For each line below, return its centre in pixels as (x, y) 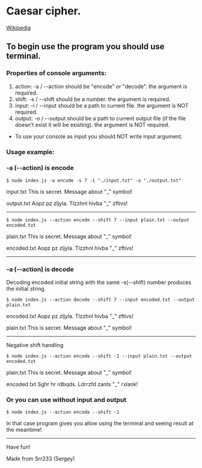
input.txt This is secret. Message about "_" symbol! (69, 191)
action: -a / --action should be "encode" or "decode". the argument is (101, 86)
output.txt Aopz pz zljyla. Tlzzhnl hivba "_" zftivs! (67, 203)
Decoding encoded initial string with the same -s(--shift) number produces (99, 282)
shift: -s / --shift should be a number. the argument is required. (93, 99)
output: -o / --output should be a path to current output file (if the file (100, 118)
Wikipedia (19, 28)
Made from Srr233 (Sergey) (41, 459)
